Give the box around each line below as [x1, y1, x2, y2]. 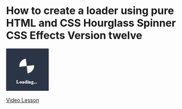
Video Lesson [6, 96, 39, 103]
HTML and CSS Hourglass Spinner [6, 16, 176, 30]
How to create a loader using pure [6, 4, 174, 17]
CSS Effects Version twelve [6, 29, 143, 42]
